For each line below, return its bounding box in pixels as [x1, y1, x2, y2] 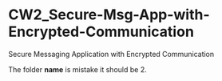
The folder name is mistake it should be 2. [8, 64, 147, 74]
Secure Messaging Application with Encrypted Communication [8, 49, 215, 59]
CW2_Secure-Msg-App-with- [8, 6, 210, 24]
